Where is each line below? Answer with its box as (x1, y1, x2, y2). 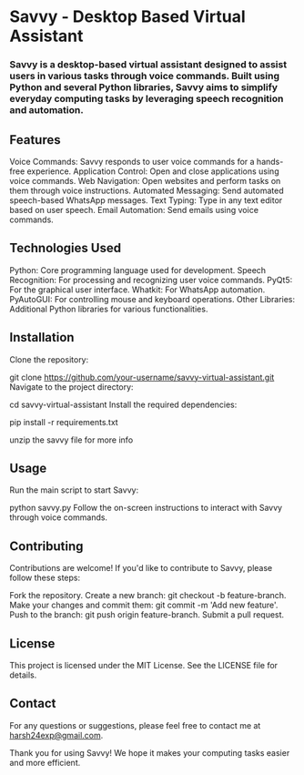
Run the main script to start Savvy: (9, 484, 139, 495)
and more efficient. (9, 757, 81, 768)
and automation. (9, 104, 84, 117)
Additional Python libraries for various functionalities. (9, 303, 208, 314)
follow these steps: (9, 572, 80, 584)
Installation (9, 330, 75, 345)
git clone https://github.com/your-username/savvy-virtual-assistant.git (9, 372, 275, 382)
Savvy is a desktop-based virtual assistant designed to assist (9, 58, 288, 71)
